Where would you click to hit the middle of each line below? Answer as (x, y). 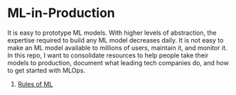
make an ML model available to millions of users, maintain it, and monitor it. (117, 47)
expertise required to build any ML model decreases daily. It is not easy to (116, 40)
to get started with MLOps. (47, 70)
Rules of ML (35, 84)
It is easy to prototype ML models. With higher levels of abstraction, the (112, 33)
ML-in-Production (61, 13)
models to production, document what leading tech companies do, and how (118, 62)
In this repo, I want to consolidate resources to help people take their (108, 55)
